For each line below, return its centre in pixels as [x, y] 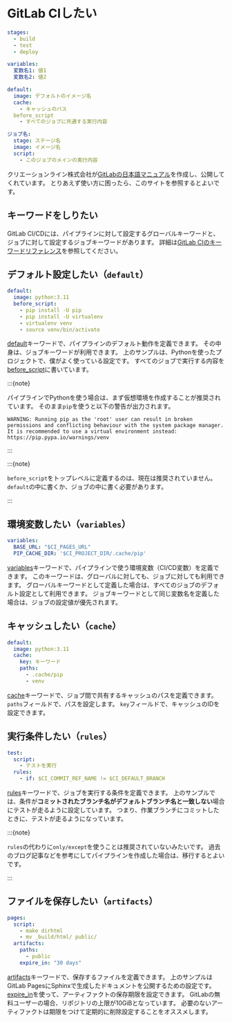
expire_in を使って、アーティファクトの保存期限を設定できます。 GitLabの [111, 994]
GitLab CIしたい [52, 14]
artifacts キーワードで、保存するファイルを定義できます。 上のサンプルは [110, 977]
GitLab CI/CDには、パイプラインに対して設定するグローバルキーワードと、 [113, 233]
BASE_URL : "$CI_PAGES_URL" [52, 547]
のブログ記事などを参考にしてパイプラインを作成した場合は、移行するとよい [116, 855]
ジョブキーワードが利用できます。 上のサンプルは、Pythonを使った [120, 352]
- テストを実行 [38, 766]
